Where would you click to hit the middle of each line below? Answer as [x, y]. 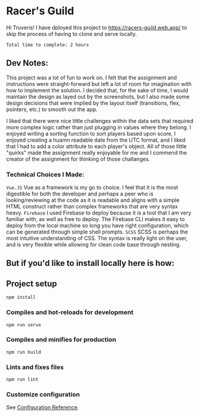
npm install [21, 298]
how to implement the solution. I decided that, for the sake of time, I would [97, 90]
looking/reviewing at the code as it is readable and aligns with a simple [93, 200]
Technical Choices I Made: [45, 174]
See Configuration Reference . [43, 407]
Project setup [32, 283]
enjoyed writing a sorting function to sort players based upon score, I [91, 133]
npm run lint [22, 380]
